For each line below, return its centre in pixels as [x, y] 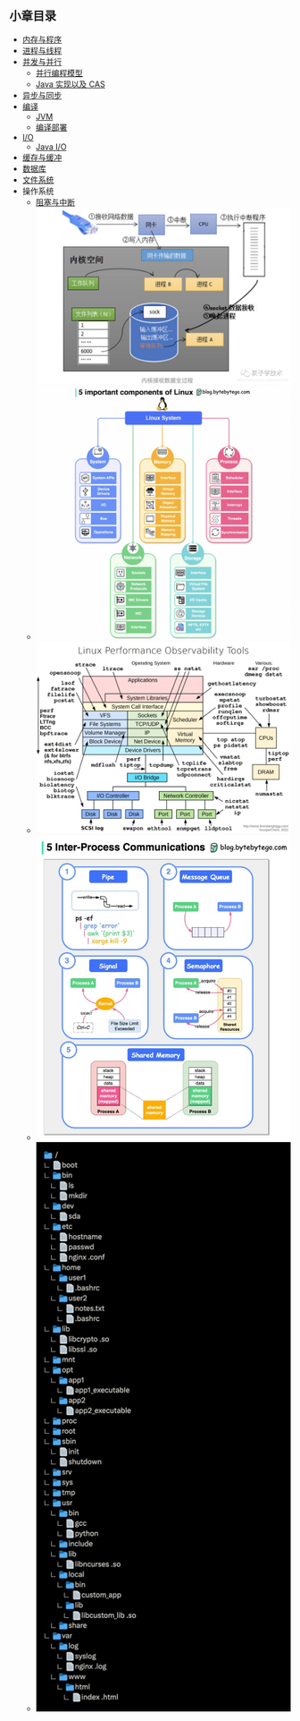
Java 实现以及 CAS [70, 84]
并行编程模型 [59, 72]
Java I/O [51, 147]
